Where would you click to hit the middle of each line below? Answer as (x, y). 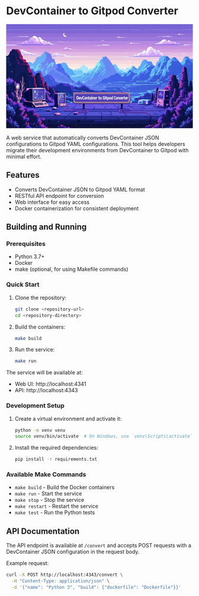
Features (23, 175)
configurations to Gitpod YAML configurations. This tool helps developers (96, 144)
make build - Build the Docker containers (65, 488)
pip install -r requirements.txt (56, 459)
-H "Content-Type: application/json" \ (61, 581)
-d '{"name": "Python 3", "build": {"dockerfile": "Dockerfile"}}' (97, 588)
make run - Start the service (48, 494)
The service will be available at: (44, 373)
